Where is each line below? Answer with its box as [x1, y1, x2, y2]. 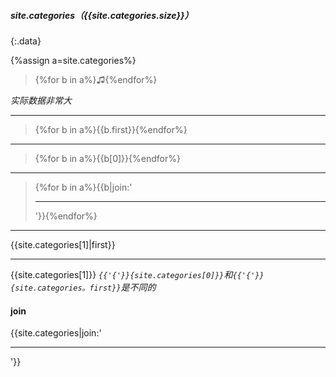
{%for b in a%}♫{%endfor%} [34, 73, 158, 85]
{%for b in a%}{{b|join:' [34, 181, 133, 193]
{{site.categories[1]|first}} [10, 238, 116, 250]
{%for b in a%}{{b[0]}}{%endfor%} [34, 152, 181, 164]
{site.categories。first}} [10, 283, 122, 293]
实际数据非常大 [10, 94, 72, 106]
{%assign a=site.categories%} [10, 54, 137, 66]
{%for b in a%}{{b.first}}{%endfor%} [34, 123, 188, 135]
